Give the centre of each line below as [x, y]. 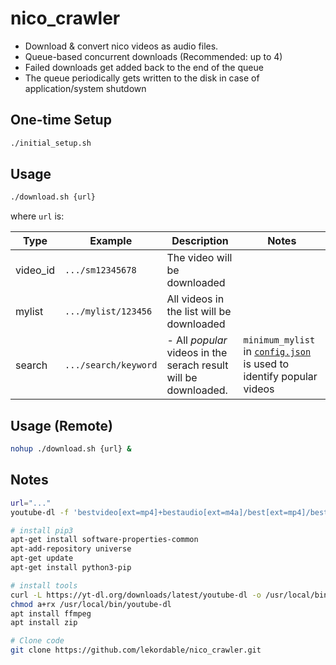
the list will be [199, 312]
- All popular [197, 340]
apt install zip [44, 623]
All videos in [195, 299]
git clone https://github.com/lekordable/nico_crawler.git [136, 650]
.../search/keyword [111, 365]
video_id [35, 270]
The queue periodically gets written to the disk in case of [142, 78]
